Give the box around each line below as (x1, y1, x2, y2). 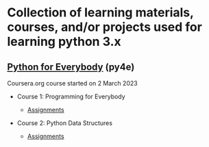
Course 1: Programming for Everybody (16, 92, 125, 101)
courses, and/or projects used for (7, 19, 202, 35)
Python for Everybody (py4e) (7, 61, 135, 72)
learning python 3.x (7, 34, 121, 49)
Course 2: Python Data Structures (16, 119, 113, 127)
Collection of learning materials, (7, 5, 194, 21)
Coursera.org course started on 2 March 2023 (7, 79, 138, 87)
